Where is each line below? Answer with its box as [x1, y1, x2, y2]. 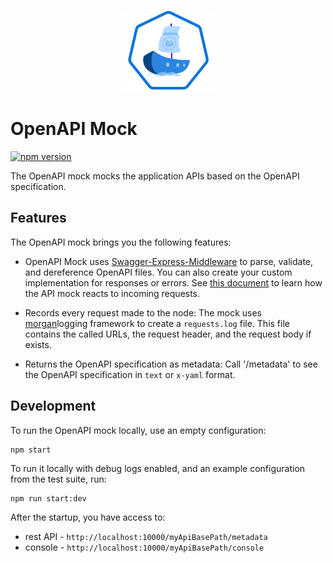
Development [10, 398, 97, 415]
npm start [10, 445, 52, 455]
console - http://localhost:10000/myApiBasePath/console [24, 541, 265, 553]
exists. [24, 338, 52, 350]
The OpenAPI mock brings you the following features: [10, 236, 232, 248]
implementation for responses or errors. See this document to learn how [24, 276, 323, 289]
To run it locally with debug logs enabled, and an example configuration [10, 462, 306, 474]
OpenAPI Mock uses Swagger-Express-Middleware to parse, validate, [24, 255, 314, 267]
